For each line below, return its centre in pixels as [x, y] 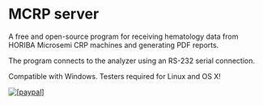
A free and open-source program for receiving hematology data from [123, 36]
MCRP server [54, 14]
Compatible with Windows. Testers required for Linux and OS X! [115, 76]
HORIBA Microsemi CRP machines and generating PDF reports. [114, 44]
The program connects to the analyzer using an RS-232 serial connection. [132, 61]
